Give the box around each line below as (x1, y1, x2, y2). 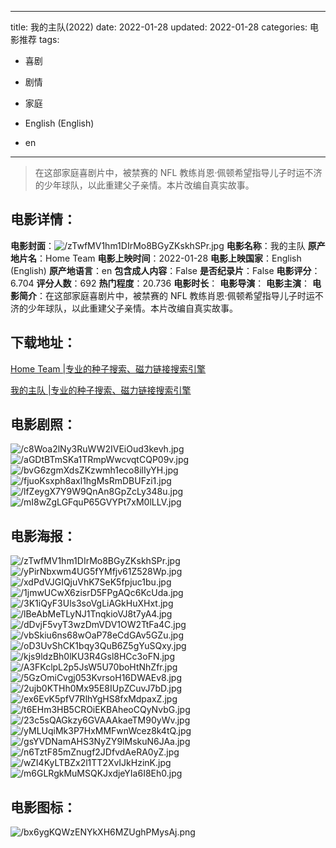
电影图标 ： (10, 799, 77, 816)
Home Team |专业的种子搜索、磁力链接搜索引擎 (10, 362, 207, 375)
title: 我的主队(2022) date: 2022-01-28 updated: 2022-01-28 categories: (10, 21, 308, 33)
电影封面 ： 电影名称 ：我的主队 (10, 239, 306, 251)
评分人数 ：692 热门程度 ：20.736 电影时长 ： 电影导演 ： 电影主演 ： (36, 277, 311, 289)
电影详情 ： (10, 211, 77, 228)
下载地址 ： (10, 334, 77, 351)
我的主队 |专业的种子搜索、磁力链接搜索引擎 (10, 384, 192, 396)
